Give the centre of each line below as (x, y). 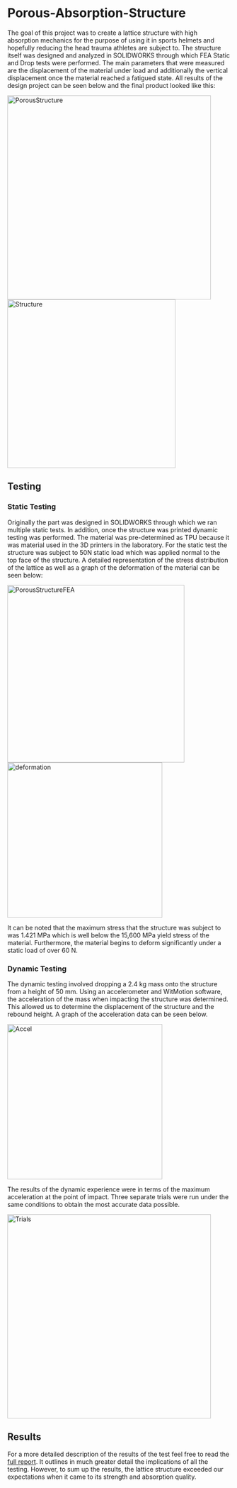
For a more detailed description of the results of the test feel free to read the (118, 1454)
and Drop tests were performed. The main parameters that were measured (116, 62)
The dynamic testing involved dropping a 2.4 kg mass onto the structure (112, 983)
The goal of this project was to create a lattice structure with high (103, 33)
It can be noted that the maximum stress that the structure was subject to (114, 927)
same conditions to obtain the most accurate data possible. (94, 1204)
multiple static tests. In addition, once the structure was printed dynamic (112, 529)
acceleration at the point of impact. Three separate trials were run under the (118, 1196)
